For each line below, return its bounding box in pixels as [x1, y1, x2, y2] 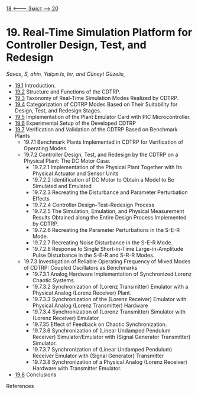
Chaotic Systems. [32, 276, 76, 283]
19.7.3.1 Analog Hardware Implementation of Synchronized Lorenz [32, 270, 192, 277]
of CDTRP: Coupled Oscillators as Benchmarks [23, 264, 138, 271]
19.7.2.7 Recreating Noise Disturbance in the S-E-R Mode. [32, 239, 173, 246]
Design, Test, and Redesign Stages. [14, 106, 102, 114]
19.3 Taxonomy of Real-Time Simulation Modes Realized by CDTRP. [14, 94, 179, 101]
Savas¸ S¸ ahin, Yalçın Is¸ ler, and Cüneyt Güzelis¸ [6, 70, 125, 77]
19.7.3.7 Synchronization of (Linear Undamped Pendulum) [32, 345, 173, 353]
